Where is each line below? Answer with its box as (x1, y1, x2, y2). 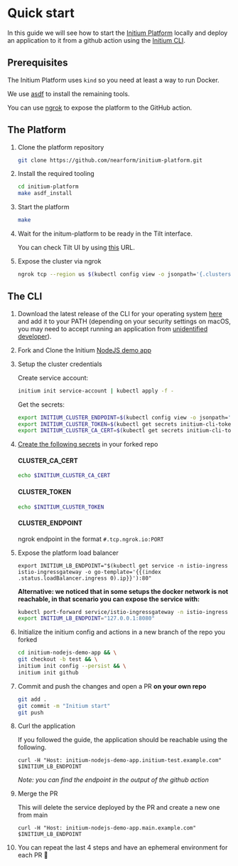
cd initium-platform (17, 183, 79, 190)
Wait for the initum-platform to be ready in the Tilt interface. (17, 229, 193, 238)
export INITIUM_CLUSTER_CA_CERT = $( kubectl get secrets (17, 427, 184, 434)
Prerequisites (7, 57, 68, 69)
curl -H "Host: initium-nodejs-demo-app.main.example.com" (17, 825, 197, 832)
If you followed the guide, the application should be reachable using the (17, 736, 228, 744)
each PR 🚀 (17, 851, 48, 860)
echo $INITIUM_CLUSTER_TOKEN (17, 504, 104, 511)
